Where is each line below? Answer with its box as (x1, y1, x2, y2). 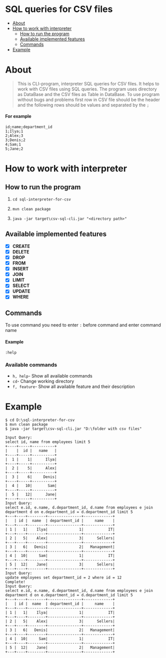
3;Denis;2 (5, 137, 26, 143)
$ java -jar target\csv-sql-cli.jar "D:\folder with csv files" (5, 426, 142, 431)
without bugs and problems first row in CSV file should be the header (17, 96, 160, 102)
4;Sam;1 (5, 142, 21, 147)
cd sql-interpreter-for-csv (12, 197, 71, 202)
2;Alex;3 (5, 133, 23, 138)
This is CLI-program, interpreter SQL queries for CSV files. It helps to (17, 80, 159, 86)
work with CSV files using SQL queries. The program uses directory (17, 86, 157, 92)
